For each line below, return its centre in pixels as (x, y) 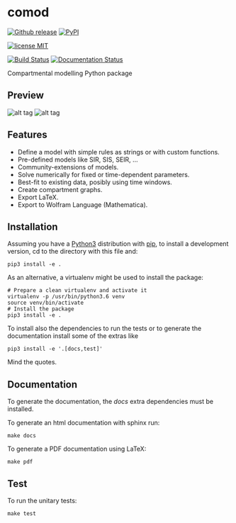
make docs (22, 436)
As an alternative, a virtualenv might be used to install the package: (106, 278)
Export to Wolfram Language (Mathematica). (83, 204)
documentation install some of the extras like (73, 336)
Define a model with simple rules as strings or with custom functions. (118, 152)
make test (22, 514)
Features (27, 135)
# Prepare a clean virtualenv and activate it (77, 291)
